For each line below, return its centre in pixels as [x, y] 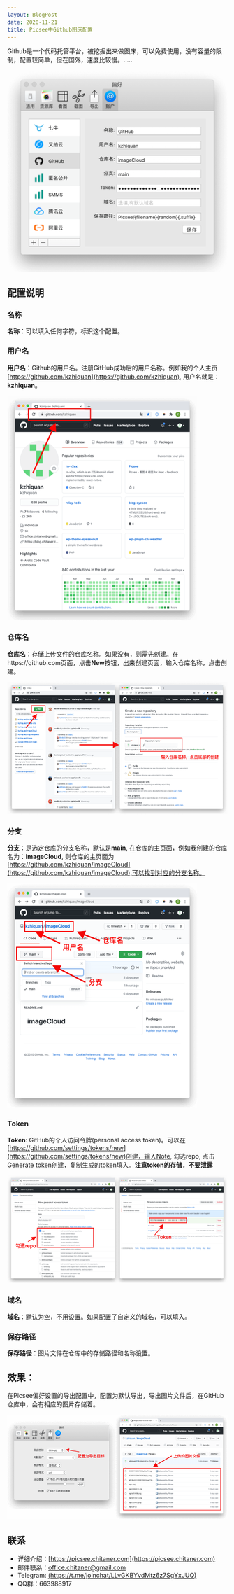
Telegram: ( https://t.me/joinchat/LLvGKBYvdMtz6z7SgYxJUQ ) [107, 1575]
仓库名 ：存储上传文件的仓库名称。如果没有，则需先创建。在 [93, 654]
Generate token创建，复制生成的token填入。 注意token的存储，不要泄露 [110, 1165]
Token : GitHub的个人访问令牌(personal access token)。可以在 [97, 1140]
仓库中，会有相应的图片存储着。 [53, 1404]
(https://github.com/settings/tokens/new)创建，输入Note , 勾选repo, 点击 [111, 1156]
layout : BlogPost [32, 15]
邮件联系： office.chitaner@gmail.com [72, 1567]
